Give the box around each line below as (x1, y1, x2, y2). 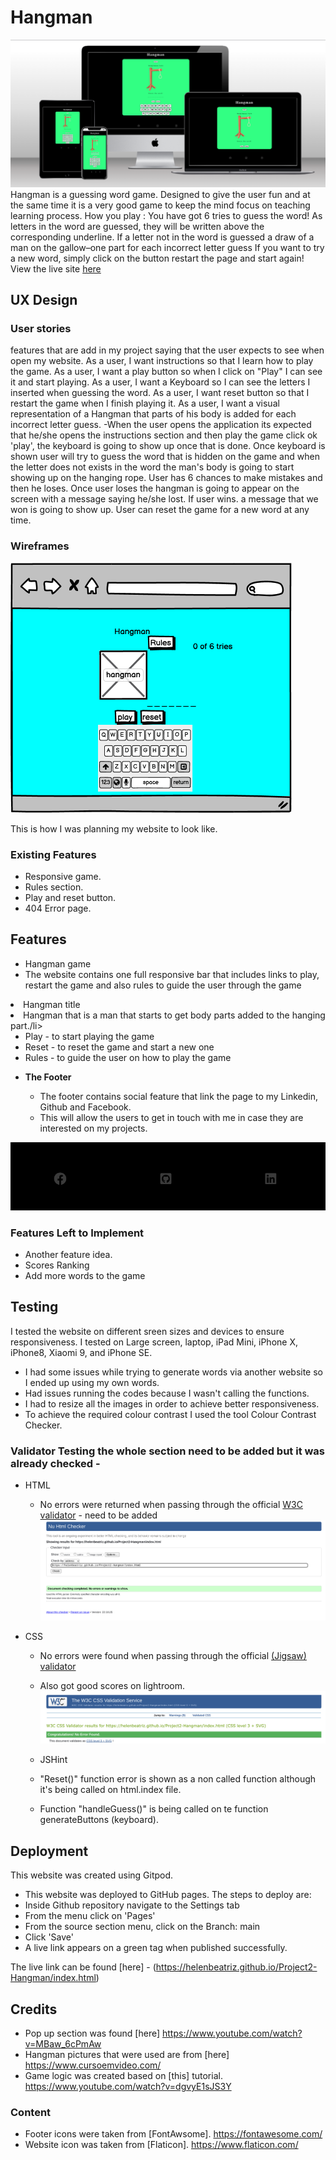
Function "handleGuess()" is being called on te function (39, 1803, 269, 1815)
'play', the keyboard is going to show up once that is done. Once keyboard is (10, 440, 326, 452)
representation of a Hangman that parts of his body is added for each (10, 408, 297, 420)
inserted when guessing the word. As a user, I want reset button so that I (10, 387, 310, 399)
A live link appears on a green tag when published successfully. (24, 1942, 288, 1954)
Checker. (24, 1419, 63, 1431)
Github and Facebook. (39, 1101, 132, 1113)
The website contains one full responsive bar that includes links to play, (24, 968, 320, 980)
